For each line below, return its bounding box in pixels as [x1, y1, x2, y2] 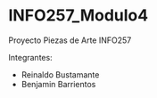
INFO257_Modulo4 [8, 5, 149, 26]
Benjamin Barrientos [21, 78, 96, 89]
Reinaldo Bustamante [21, 69, 100, 80]
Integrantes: [8, 52, 53, 62]
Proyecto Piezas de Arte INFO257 [8, 35, 132, 45]
